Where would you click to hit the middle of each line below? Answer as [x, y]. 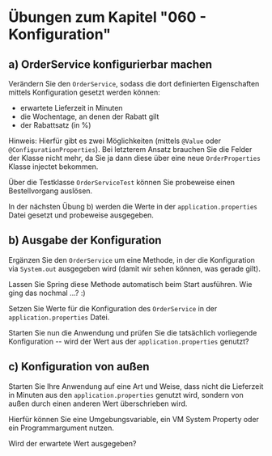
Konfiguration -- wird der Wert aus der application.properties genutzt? [129, 341]
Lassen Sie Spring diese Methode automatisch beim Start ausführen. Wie [130, 284]
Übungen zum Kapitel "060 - [107, 17]
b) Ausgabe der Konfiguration [85, 241]
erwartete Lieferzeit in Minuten [71, 108]
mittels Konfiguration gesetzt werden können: [84, 92]
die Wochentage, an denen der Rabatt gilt [89, 116]
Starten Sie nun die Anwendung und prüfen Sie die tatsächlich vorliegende [133, 332]
